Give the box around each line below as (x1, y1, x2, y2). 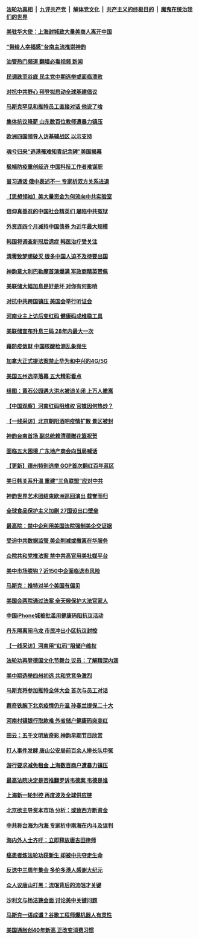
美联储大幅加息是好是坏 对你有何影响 (6, 283, 98, 290)
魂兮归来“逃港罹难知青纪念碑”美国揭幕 (6, 148, 103, 155)
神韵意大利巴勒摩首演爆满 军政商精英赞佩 (6, 267, 109, 275)
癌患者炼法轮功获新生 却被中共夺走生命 (6, 851, 103, 859)
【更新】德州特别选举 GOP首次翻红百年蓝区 (6, 462, 115, 469)
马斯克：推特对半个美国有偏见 (6, 582, 80, 589)
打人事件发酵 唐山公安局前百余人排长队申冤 (6, 747, 113, 754)
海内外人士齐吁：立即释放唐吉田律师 (6, 837, 96, 844)
